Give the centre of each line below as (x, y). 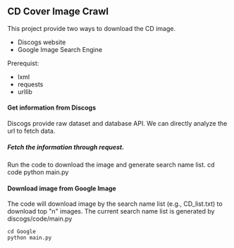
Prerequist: (23, 63)
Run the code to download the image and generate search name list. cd (111, 164)
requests (30, 84)
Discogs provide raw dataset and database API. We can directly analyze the (117, 124)
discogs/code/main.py (40, 219)
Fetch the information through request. (66, 147)
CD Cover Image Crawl (58, 12)
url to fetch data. (31, 131)
